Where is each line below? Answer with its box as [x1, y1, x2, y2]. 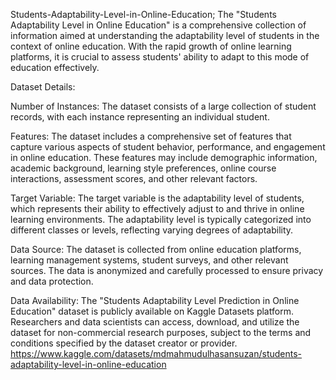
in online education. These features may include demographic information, [10, 152, 318, 163]
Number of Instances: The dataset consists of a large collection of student [10, 100, 317, 112]
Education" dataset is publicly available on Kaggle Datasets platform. [10, 305, 294, 317]
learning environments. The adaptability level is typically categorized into [10, 214, 312, 225]
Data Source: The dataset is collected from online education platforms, [10, 244, 302, 255]
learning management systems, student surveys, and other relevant [10, 254, 289, 266]
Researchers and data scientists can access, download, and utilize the [10, 316, 300, 328]
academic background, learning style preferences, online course [10, 162, 277, 174]
